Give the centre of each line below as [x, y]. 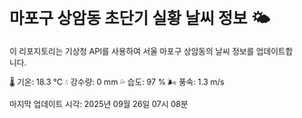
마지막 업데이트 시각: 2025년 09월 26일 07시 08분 [99, 103]
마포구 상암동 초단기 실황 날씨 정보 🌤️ [140, 19]
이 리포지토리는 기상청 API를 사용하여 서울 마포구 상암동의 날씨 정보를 [132, 51]
